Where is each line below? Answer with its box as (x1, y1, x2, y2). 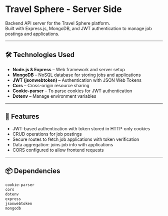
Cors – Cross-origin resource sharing (12, 82, 89, 88)
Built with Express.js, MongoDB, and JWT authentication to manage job (5, 25, 152, 31)
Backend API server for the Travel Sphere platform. (5, 20, 110, 26)
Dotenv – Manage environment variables (12, 93, 96, 99)
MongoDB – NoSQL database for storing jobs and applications (12, 72, 141, 78)
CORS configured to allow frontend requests (12, 147, 104, 153)
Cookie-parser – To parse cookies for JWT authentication (12, 88, 132, 94)
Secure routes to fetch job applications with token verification (12, 136, 139, 142)
